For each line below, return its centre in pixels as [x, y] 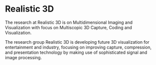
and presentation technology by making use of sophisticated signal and [76, 52]
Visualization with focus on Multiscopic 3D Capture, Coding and [69, 27]
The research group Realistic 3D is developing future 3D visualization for [77, 42]
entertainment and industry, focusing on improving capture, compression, [78, 47]
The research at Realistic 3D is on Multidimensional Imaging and [69, 22]
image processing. [23, 57]
